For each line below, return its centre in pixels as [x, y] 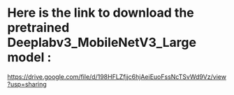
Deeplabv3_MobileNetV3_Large [102, 43]
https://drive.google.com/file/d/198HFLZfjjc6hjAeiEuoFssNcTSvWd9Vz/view [117, 76]
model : [29, 58]
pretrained [38, 28]
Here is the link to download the [101, 13]
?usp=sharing [27, 84]
